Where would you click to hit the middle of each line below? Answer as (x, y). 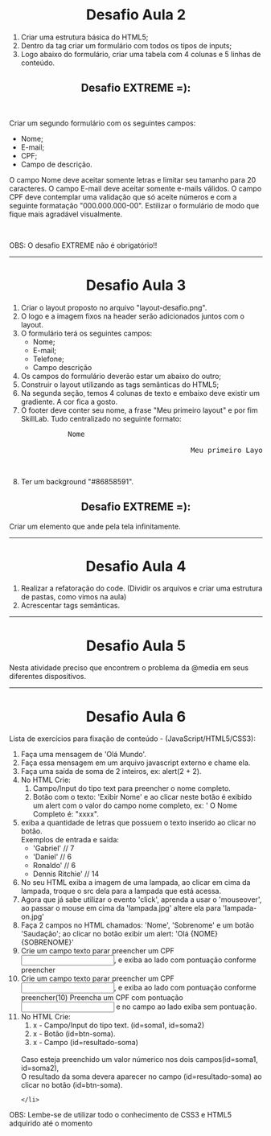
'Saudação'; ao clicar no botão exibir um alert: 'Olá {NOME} (119, 934)
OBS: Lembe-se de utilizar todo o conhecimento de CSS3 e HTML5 (121, 1115)
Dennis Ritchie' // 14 (66, 874)
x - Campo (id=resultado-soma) (86, 1043)
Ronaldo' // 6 (54, 866)
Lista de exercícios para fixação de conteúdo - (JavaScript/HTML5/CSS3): (132, 739)
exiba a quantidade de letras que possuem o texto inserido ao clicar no (138, 823)
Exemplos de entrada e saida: (70, 840)
